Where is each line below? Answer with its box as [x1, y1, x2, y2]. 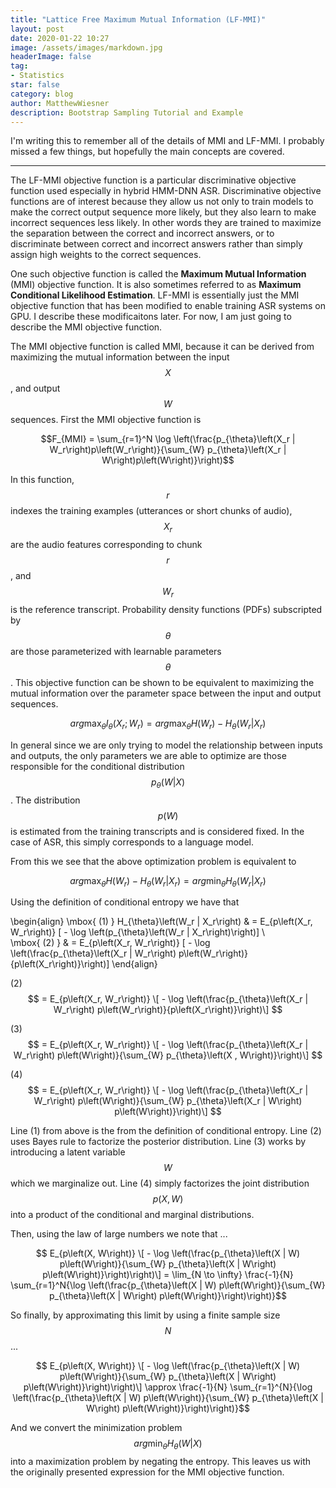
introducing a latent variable [10, 1146, 126, 1158]
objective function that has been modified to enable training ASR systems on [10, 300, 326, 312]
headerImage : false [10, 52, 92, 62]
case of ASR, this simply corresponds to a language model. [10, 836, 255, 848]
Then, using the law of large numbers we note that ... [10, 1228, 228, 1240]
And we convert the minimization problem [10, 1422, 183, 1434]
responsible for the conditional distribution [10, 760, 185, 772]
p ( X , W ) [152, 1193, 184, 1205]
